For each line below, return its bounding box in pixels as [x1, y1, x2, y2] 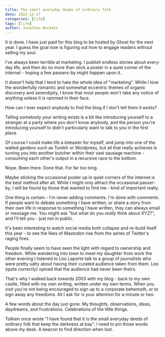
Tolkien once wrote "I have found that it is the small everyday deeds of [5, 316, 148, 322]
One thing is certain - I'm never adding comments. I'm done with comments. [5, 195, 160, 201]
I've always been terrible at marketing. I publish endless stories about [5, 59, 146, 65]
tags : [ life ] [5, 21, 32, 26]
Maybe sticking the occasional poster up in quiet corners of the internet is [5, 174, 155, 180]
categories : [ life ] [5, 16, 45, 21]
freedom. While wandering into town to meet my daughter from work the [5, 251, 152, 256]
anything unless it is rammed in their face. [5, 95, 90, 101]
